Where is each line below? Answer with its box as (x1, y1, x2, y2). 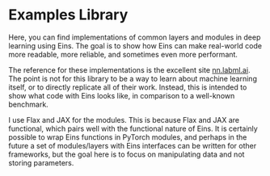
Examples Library (8, 6, 129, 24)
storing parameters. (8, 157, 74, 167)
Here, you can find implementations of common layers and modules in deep (8, 32, 261, 42)
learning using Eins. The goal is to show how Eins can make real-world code (8, 40, 263, 50)
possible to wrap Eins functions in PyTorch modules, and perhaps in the (8, 132, 247, 142)
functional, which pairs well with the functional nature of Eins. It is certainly (8, 124, 259, 133)
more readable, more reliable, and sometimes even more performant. (8, 49, 238, 59)
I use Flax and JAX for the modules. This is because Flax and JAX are (8, 115, 240, 124)
